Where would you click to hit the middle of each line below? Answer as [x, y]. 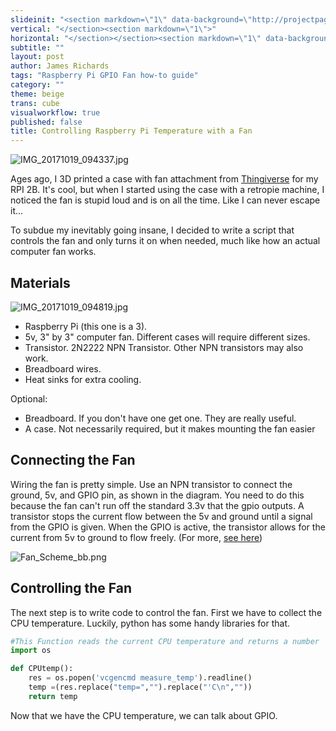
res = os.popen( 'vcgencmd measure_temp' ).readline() [140, 678]
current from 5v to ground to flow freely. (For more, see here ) [136, 537]
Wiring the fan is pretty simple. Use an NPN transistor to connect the [151, 484]
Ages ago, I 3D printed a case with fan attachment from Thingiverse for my [164, 179]
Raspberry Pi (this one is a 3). [86, 326]
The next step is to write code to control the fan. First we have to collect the [166, 612]
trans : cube [35, 103]
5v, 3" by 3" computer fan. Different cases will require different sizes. [167, 337]
